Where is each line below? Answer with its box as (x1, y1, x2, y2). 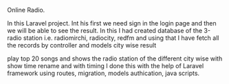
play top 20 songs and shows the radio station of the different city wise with (7, 54, 223, 63)
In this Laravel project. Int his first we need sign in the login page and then (7, 19, 217, 27)
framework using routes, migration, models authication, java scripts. (7, 69, 200, 77)
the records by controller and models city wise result (7, 41, 157, 49)
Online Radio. (7, 6, 45, 14)
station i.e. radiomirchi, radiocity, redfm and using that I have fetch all (23, 34, 219, 42)
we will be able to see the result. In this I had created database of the (7, 27, 203, 34)
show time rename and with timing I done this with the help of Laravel (7, 62, 204, 70)
